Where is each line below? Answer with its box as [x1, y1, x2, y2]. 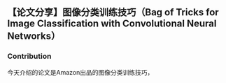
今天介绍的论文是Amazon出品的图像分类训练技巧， [7, 68, 154, 76]
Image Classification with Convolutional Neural [7, 18, 217, 30]
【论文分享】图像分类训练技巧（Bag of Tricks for [7, 6, 219, 19]
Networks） [7, 30, 61, 42]
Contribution [7, 51, 52, 61]
